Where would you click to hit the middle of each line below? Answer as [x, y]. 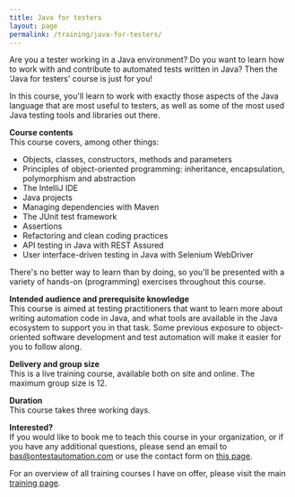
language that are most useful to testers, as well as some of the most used [147, 106]
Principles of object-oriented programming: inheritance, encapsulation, [153, 169]
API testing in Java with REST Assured [93, 245]
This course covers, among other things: [84, 142]
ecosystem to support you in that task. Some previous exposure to [132, 327]
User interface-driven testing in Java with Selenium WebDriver [138, 255]
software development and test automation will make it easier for [161, 337]
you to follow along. [46, 347]
